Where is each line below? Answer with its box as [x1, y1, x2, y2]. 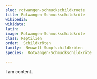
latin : [5, 27, 19, 32]
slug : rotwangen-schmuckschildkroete [5, 7, 85, 13]
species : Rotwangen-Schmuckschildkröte [5, 50, 92, 55]
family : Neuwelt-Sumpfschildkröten [5, 45, 83, 50]
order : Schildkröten [5, 41, 51, 46]
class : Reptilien [5, 36, 42, 41]
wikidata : [5, 21, 26, 27]
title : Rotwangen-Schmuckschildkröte [5, 12, 85, 17]
